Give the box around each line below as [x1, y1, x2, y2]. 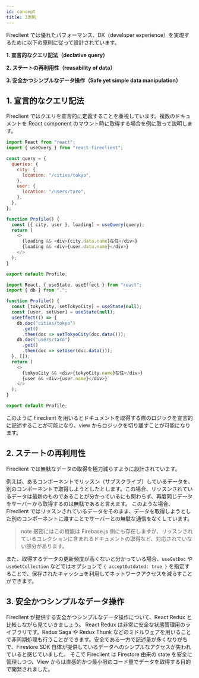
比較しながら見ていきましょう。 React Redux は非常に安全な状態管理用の [6, 621, 185, 628]
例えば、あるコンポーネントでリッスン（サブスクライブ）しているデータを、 [6, 478, 194, 485]
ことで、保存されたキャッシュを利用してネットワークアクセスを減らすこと [11, 570, 193, 577]
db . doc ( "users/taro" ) [17, 337, 70, 343]
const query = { [6, 156, 46, 162]
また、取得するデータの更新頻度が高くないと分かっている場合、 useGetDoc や [6, 555, 193, 562]
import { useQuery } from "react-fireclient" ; [6, 145, 124, 151]
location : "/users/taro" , [21, 189, 86, 195]
